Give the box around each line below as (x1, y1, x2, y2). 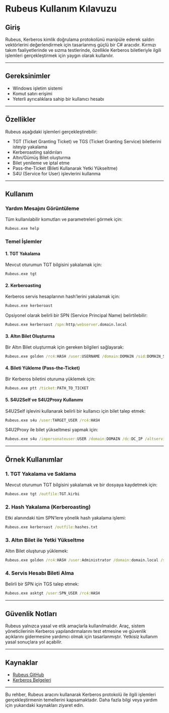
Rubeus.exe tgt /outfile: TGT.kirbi (5, 491, 80, 496)
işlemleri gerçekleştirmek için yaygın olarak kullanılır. (5, 52, 114, 58)
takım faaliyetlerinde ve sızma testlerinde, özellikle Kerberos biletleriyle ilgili (5, 47, 161, 53)
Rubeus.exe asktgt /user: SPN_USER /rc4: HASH (5, 591, 100, 596)
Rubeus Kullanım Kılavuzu (5, 3, 117, 15)
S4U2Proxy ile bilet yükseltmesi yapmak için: (5, 427, 99, 433)
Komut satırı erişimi (12, 90, 53, 96)
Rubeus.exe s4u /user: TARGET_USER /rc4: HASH (5, 418, 100, 423)
